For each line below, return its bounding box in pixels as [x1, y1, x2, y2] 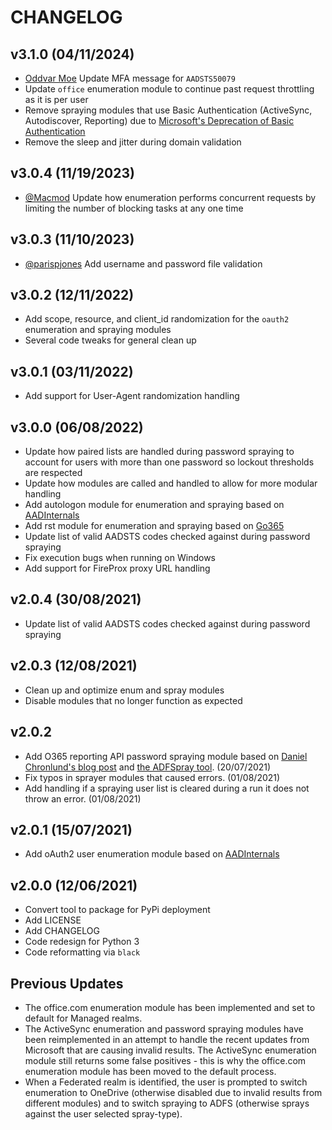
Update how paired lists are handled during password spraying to [24, 446, 295, 458]
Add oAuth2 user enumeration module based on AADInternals [24, 848, 280, 860]
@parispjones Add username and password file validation [24, 257, 263, 270]
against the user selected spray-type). [24, 1107, 183, 1120]
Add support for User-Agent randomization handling [24, 390, 240, 402]
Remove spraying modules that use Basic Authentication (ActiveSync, [24, 104, 313, 116]
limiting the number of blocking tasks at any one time [24, 202, 244, 214]
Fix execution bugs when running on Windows [24, 552, 216, 564]
